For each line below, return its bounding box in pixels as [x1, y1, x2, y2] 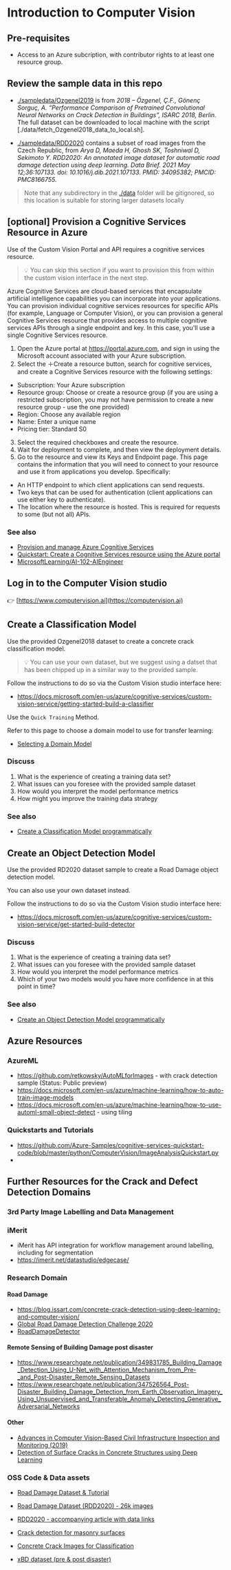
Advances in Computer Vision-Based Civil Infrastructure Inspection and [16, 1434, 220, 1442]
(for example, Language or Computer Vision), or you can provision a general [7, 309, 223, 317]
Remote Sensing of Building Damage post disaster [7, 1343, 153, 1352]
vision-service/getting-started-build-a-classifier [16, 700, 154, 708]
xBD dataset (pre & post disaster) [16, 1555, 111, 1563]
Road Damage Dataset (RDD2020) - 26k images [16, 1501, 153, 1510]
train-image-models [16, 1094, 74, 1102]
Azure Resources [7, 1035, 82, 1047]
